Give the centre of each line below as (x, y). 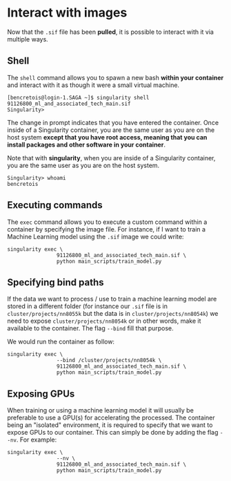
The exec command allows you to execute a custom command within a (107, 222)
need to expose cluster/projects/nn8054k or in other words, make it (104, 321)
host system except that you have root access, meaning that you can (107, 137)
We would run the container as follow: (61, 342)
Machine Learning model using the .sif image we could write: (96, 236)
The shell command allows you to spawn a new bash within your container (115, 77)
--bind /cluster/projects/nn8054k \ (109, 361)
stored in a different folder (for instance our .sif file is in (87, 306)
